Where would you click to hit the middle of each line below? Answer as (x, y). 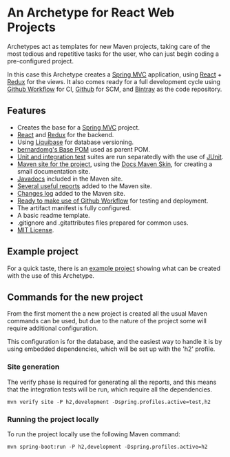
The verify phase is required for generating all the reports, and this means (112, 382)
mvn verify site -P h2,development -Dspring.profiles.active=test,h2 (109, 402)
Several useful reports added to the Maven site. (85, 186)
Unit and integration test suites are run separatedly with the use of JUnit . (120, 156)
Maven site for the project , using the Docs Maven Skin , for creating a (115, 164)
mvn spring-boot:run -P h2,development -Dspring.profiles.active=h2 (107, 447)
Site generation (33, 367)
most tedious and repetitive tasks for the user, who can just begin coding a (113, 54)
